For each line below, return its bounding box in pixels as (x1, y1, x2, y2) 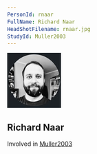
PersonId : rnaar (7, 11, 54, 18)
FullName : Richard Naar (7, 18, 76, 25)
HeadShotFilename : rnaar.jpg (7, 25, 91, 32)
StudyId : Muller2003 (7, 33, 67, 40)
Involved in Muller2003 (7, 140, 73, 148)
